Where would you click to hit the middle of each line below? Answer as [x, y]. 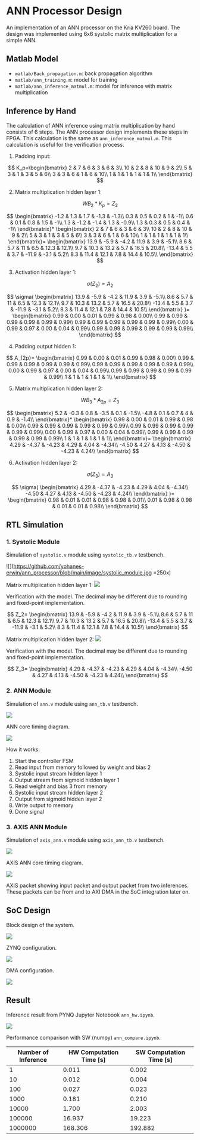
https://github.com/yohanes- [49, 566]
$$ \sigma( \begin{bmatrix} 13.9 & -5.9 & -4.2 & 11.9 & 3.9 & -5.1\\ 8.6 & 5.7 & [100, 297]
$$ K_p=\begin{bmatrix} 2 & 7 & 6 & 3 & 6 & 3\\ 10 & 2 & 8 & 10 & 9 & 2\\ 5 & [100, 168]
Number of [33, 1052]
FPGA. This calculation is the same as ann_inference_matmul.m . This [89, 138]
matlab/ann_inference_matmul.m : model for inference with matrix [93, 86]
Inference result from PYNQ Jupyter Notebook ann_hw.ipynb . [80, 1015]
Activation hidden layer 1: [46, 272]
